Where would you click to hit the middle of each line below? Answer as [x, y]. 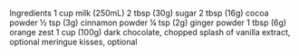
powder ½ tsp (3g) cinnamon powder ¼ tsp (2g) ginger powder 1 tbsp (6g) [148, 23]
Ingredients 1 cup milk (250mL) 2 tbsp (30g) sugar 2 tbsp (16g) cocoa [139, 13]
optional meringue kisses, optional [73, 42]
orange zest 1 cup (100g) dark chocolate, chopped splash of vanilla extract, [150, 32]
